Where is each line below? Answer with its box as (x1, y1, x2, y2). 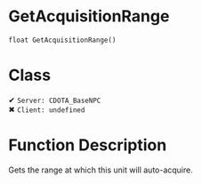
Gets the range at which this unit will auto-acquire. (8, 164, 193, 175)
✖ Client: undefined (8, 104, 85, 115)
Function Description (8, 135, 167, 156)
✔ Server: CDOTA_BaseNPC (8, 94, 101, 105)
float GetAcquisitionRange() (8, 36, 117, 44)
